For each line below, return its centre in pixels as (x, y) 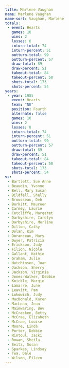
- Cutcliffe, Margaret (30, 213)
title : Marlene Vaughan (29, 9)
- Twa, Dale (19, 353)
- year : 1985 (20, 95)
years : (12, 91)
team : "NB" (23, 105)
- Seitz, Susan (22, 344)
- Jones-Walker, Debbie (31, 276)
